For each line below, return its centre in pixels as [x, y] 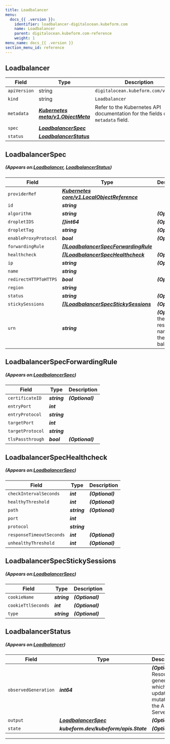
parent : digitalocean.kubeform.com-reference [63, 33]
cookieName [21, 597]
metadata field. [112, 120]
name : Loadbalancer [35, 29]
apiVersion [21, 91]
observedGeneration [31, 690]
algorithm [19, 213]
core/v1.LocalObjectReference [100, 197]
